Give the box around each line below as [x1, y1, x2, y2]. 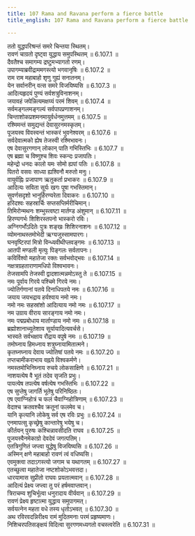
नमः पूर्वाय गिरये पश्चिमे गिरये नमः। [7, 277, 81, 286]
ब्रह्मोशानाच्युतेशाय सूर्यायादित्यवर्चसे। [7, 324, 85, 332]
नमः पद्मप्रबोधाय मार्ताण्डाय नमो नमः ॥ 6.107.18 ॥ [7, 316, 115, 325]
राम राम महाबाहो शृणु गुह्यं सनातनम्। [7, 73, 85, 82]
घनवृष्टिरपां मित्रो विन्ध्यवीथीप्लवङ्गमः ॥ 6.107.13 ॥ [7, 238, 120, 246]
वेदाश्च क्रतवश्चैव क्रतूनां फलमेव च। [7, 402, 85, 411]
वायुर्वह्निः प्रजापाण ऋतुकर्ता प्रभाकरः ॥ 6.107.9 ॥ [7, 175, 114, 183]
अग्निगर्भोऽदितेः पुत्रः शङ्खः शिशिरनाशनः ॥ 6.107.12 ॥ [7, 222, 127, 231]
